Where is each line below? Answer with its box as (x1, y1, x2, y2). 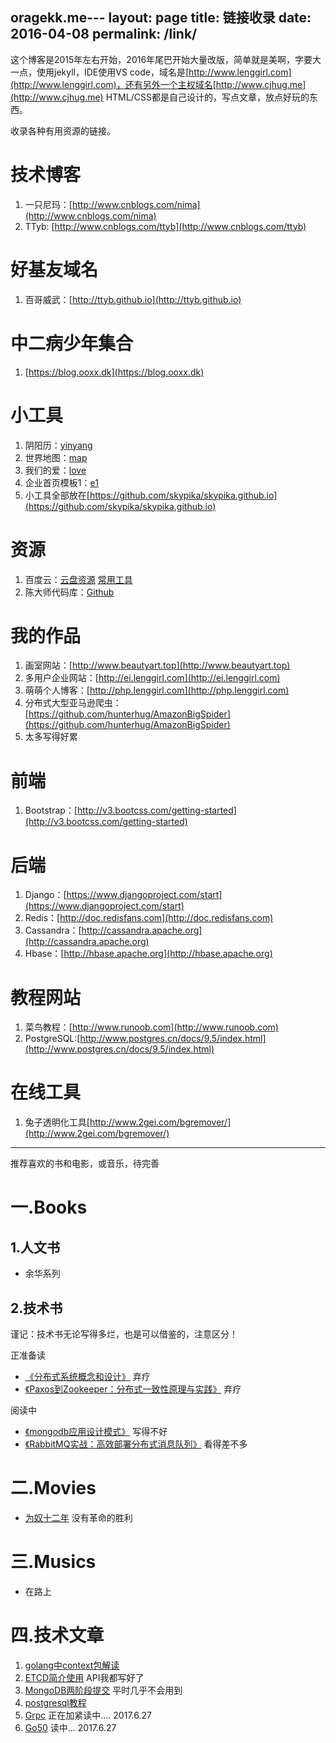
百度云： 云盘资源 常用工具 (24, 573, 133, 585)
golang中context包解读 (24, 1659, 120, 1671)
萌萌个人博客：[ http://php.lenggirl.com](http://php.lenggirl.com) (24, 684, 290, 697)
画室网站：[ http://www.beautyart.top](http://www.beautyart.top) (24, 659, 291, 672)
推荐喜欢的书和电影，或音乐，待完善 (10, 1158, 160, 1170)
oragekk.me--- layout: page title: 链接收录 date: (10, 9, 312, 27)
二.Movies (10, 1477, 97, 1500)
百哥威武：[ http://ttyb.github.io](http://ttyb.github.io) (24, 293, 242, 305)
